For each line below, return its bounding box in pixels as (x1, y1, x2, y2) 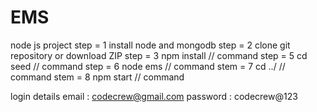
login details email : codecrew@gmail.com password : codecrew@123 (10, 90, 298, 102)
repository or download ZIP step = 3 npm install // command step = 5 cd (10, 49, 308, 61)
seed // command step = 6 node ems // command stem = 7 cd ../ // (10, 60, 286, 72)
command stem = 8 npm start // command (10, 71, 185, 83)
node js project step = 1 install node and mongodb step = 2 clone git (10, 39, 291, 51)
